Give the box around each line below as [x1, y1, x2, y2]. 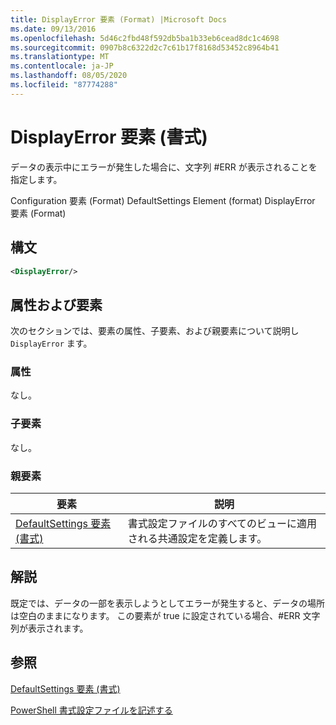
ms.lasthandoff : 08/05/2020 [10, 71, 128, 81]
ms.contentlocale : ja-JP [10, 61, 114, 71]
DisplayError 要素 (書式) [10, 126, 208, 148]
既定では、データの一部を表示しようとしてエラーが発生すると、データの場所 [10, 597, 326, 609]
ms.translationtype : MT [10, 52, 110, 62]
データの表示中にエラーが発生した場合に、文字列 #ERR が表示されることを [10, 161, 318, 173]
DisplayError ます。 [10, 337, 93, 350]
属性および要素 [10, 296, 103, 313]
